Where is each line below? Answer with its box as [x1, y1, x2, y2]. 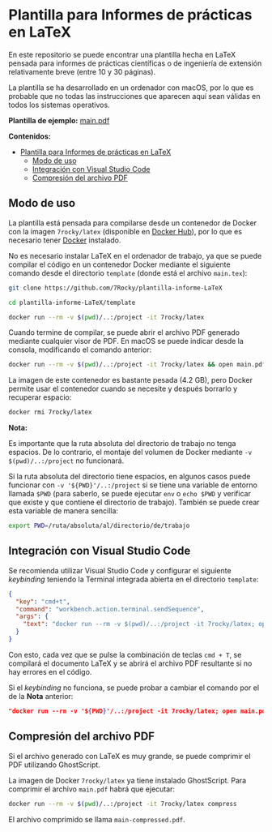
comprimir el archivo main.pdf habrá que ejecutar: [8, 784, 176, 794]
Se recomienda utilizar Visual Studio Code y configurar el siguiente [8, 565, 232, 575]
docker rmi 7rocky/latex [8, 408, 92, 417]
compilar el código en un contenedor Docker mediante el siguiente [8, 259, 231, 269]
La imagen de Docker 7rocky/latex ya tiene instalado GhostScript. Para [8, 775, 247, 785]
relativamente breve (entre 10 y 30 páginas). [8, 66, 156, 76]
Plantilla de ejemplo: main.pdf [8, 115, 110, 125]
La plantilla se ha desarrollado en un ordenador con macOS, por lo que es [8, 83, 254, 92]
